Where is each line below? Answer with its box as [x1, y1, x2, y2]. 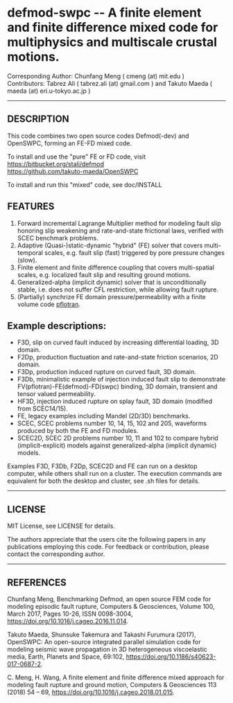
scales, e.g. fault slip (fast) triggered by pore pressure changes [44, 248, 225, 257]
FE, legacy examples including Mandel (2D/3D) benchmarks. [17, 412, 191, 420]
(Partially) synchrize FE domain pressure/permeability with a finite [17, 292, 206, 301]
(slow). [17, 256, 37, 264]
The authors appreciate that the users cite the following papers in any [7, 535, 206, 544]
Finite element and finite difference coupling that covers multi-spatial [17, 263, 215, 272]
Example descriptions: [7, 320, 107, 332]
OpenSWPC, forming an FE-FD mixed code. [7, 139, 132, 147]
